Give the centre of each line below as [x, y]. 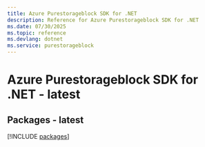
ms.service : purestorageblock [51, 46]
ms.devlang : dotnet [35, 39]
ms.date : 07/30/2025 [37, 26]
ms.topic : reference [37, 33]
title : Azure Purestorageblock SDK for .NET [72, 13]
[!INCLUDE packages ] [38, 136]
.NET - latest [44, 95]
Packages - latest [46, 120]
